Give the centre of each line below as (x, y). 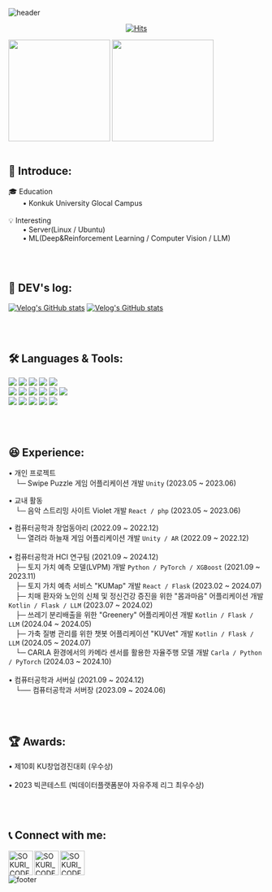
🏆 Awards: (37, 741)
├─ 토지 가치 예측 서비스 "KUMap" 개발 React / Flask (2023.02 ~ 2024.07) (139, 586)
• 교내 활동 (26, 501)
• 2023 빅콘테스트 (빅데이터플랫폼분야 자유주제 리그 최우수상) (106, 785)
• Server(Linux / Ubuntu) (64, 229)
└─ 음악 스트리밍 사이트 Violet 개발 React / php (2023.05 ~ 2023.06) (128, 511)
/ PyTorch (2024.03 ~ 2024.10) (60, 662)
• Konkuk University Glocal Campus (83, 202)
